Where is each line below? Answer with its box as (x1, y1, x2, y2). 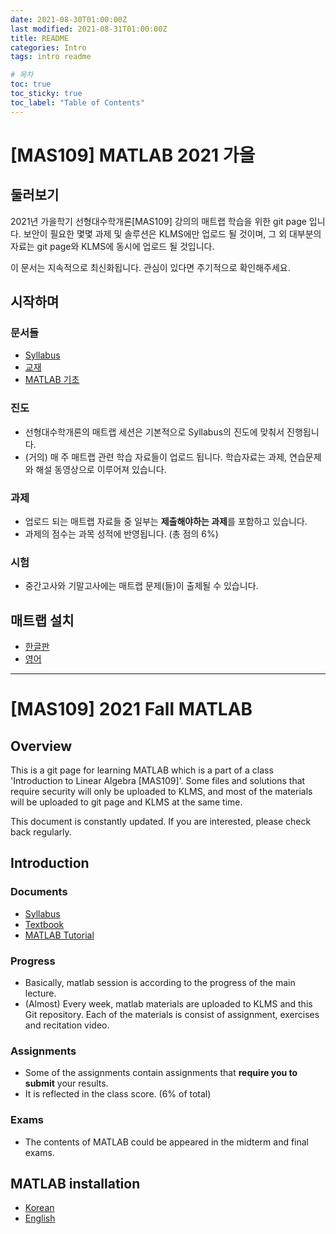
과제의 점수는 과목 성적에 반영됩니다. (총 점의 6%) (24, 527, 219, 540)
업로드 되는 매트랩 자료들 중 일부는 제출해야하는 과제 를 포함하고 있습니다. (24, 515, 308, 527)
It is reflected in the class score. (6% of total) (24, 1088, 212, 1100)
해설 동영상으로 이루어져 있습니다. (35, 463, 167, 475)
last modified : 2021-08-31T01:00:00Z (10, 24, 168, 34)
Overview (10, 737, 73, 755)
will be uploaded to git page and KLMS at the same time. (10, 796, 243, 808)
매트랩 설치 (10, 612, 75, 629)
